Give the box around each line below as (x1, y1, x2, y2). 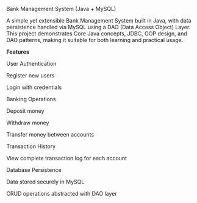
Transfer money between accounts (6, 131, 95, 138)
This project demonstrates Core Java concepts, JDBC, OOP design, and (6, 30, 187, 37)
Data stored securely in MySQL (6, 178, 85, 185)
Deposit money (6, 107, 45, 115)
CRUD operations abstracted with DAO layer (6, 190, 117, 197)
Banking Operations (6, 96, 56, 102)
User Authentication (6, 60, 57, 67)
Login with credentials (6, 84, 62, 91)
